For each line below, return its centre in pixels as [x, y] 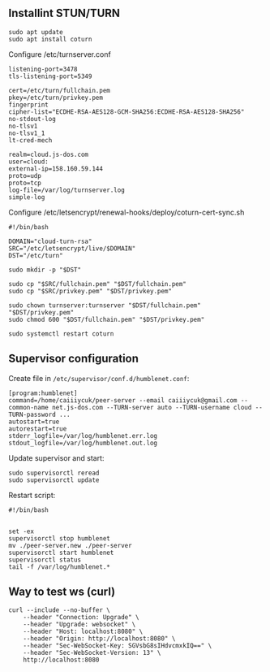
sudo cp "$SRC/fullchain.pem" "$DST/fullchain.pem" [97, 284]
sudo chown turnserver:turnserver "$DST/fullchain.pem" [105, 305]
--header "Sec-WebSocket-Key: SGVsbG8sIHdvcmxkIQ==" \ [118, 646]
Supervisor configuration [74, 359]
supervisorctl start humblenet [61, 553]
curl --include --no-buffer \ [60, 610]
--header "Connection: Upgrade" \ [81, 618]
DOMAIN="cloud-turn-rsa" [50, 241]
